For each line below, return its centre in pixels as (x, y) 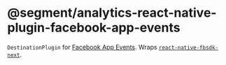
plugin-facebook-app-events (94, 28)
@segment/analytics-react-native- (112, 13)
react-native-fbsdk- (189, 48)
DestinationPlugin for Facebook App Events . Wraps (82, 47)
